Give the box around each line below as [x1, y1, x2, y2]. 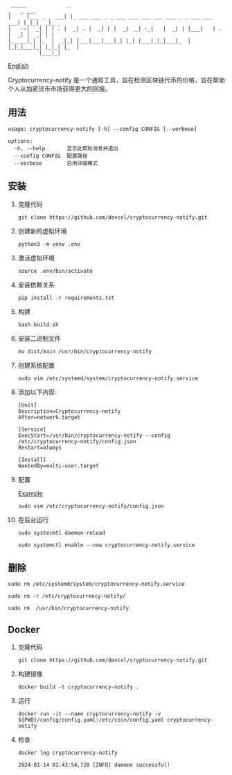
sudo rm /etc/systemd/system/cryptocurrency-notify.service [8, 580, 186, 588]
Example [17, 489, 44, 497]
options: [8, 137, 33, 145]
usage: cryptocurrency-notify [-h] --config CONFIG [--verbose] [8, 125, 197, 132]
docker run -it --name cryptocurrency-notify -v [17, 711, 161, 718]
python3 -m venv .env [17, 240, 80, 247]
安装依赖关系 [17, 280, 55, 289]
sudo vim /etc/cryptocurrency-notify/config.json [17, 502, 165, 510]
